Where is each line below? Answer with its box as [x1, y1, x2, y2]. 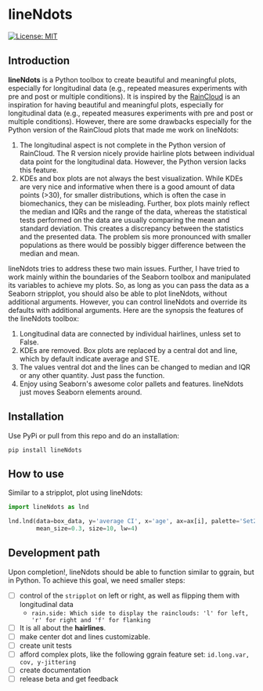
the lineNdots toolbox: [8, 314, 80, 323]
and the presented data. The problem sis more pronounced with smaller [19, 231, 251, 241]
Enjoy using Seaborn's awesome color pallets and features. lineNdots [19, 379, 244, 388]
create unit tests [19, 641, 72, 650]
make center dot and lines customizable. [19, 631, 151, 641]
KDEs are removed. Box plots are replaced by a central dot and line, [19, 345, 238, 355]
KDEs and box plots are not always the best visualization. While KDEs [19, 173, 243, 183]
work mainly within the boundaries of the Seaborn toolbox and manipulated [8, 272, 251, 282]
